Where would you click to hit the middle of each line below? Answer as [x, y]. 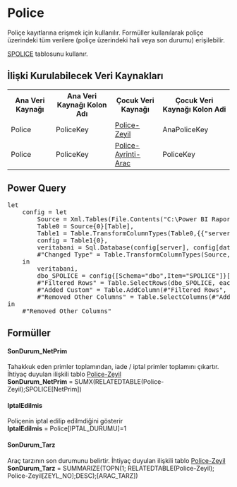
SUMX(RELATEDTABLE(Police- [119, 382]
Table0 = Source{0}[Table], [85, 226]
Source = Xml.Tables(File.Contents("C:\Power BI [123, 219]
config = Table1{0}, [72, 240]
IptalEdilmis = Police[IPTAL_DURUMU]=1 [67, 428]
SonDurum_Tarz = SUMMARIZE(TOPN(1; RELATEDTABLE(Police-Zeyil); [111, 468]
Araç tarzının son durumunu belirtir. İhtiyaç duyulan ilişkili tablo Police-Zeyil [116, 460]
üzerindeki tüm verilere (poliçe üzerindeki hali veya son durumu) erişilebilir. [116, 40]
